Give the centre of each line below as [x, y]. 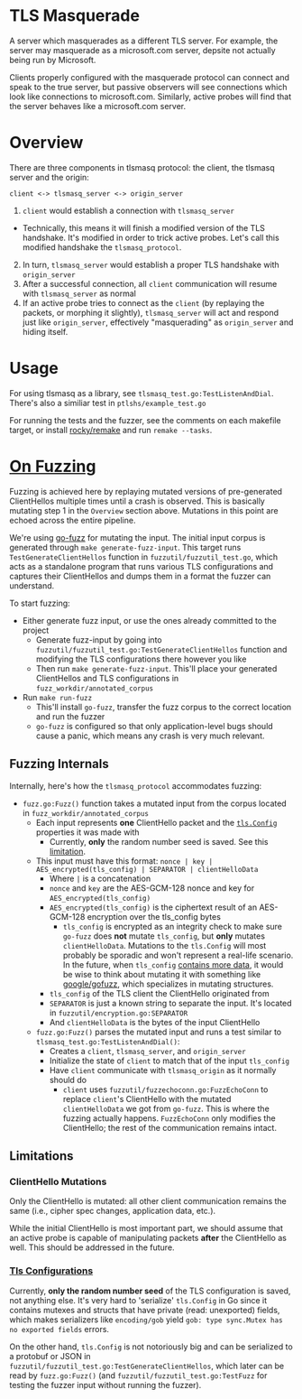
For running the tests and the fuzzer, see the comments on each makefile [145, 420]
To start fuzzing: [40, 603]
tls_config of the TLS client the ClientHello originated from [159, 993]
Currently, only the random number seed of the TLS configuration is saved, [150, 1291]
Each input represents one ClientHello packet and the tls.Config [156, 822]
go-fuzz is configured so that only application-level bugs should [154, 726]
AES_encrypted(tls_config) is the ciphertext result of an [153, 907]
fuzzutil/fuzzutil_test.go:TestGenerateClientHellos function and [161, 649]
